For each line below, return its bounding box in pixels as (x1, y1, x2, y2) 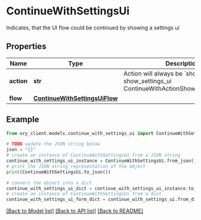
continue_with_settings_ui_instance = (6, 158, 103, 164)
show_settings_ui (123, 77, 172, 85)
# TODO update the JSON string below (6, 141, 100, 147)
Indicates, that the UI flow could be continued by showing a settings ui (6, 24, 179, 31)
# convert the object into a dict (6, 180, 93, 186)
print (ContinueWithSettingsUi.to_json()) (6, 169, 111, 175)
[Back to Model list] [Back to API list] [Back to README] (6, 207, 144, 215)
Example (6, 114, 39, 125)
